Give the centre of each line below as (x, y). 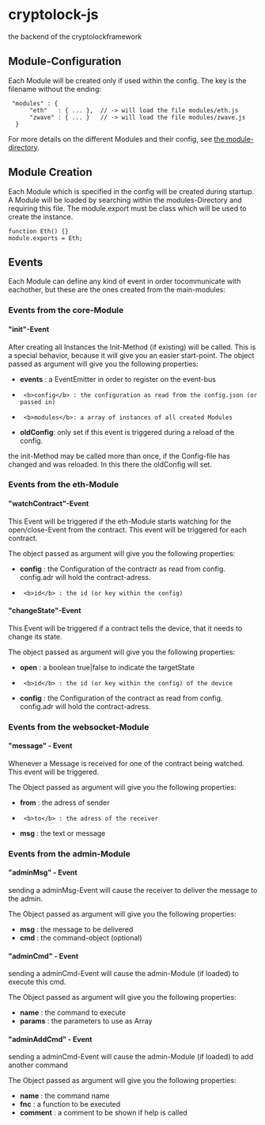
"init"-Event (29, 329)
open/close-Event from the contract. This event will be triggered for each (127, 529)
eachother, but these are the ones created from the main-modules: (117, 290)
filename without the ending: (55, 89)
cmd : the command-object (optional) (81, 938)
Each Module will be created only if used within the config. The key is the (127, 80)
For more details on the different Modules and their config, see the (117, 139)
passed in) (38, 402)
